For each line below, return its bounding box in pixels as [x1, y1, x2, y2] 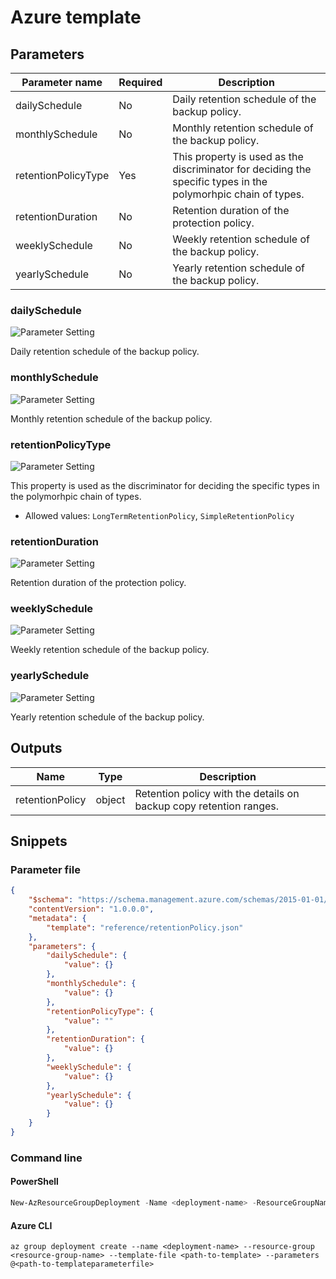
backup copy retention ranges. [134, 799, 280, 813]
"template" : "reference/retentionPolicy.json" [46, 922, 244, 933]
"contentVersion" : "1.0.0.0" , [28, 904, 155, 915]
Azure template [10, 6, 142, 29]
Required [118, 76, 163, 89]
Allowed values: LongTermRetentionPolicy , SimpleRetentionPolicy [24, 509, 295, 521]
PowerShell [10, 1176, 59, 1188]
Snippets [10, 832, 68, 850]
